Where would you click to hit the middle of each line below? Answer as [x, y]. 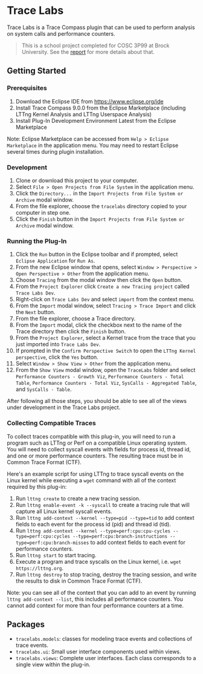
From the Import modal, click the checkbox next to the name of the [98, 325]
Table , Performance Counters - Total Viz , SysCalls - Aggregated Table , [106, 383]
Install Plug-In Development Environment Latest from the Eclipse [96, 120]
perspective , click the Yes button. [57, 357]
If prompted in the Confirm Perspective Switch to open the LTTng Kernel [106, 351]
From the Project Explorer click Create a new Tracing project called [102, 286]
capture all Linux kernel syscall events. [64, 511]
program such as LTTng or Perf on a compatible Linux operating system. [97, 443]
